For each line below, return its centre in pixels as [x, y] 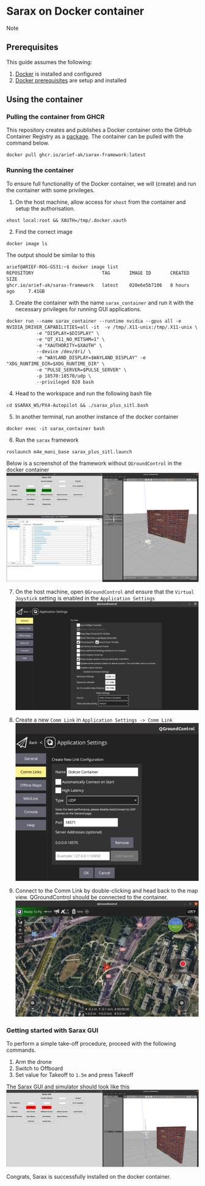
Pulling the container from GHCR [56, 117]
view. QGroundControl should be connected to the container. [92, 897]
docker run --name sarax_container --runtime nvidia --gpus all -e [94, 321]
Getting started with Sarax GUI [52, 1030]
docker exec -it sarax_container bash [56, 428]
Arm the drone [33, 1062]
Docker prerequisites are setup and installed [71, 80]
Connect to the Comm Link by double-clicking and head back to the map [106, 890]
